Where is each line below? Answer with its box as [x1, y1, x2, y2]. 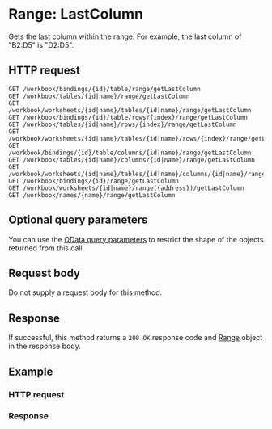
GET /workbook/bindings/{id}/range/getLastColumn [8, 177, 180, 185]
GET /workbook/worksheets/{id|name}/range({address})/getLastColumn [8, 183, 244, 192]
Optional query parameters [8, 213, 148, 227]
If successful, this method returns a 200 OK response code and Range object [8, 333, 263, 343]
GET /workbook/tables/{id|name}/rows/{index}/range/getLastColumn [8, 120, 237, 128]
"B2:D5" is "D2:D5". [8, 40, 74, 49]
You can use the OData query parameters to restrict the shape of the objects [8, 234, 264, 244]
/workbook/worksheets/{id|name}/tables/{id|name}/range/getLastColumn [8, 106, 252, 114]
